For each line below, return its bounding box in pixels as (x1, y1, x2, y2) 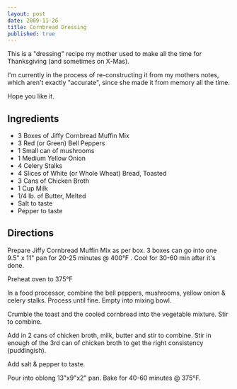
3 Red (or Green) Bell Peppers (17, 139, 105, 147)
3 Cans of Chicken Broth (17, 176, 90, 185)
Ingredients (7, 113, 59, 125)
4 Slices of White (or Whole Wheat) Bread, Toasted (17, 169, 167, 178)
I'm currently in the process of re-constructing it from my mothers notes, (7, 71, 219, 79)
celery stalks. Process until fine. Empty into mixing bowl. (7, 295, 172, 305)
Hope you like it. (7, 92, 54, 101)
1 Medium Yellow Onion (17, 154, 86, 163)
